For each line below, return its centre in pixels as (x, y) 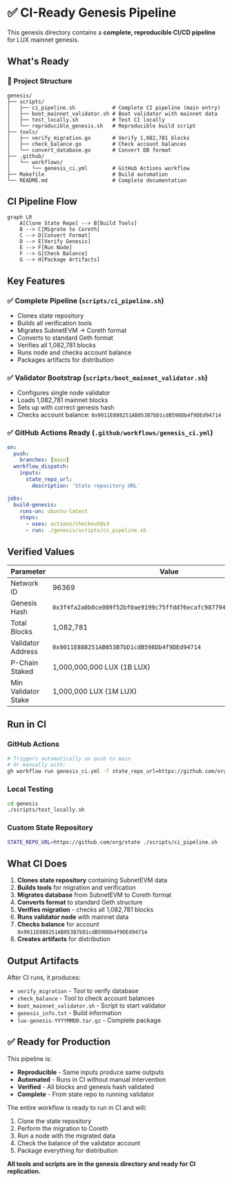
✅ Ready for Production (59, 1042)
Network (25, 583)
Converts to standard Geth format (65, 338)
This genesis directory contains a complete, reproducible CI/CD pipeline (112, 32)
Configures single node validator (64, 393)
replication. (24, 1171)
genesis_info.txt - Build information (69, 1013)
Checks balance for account (58, 925)
